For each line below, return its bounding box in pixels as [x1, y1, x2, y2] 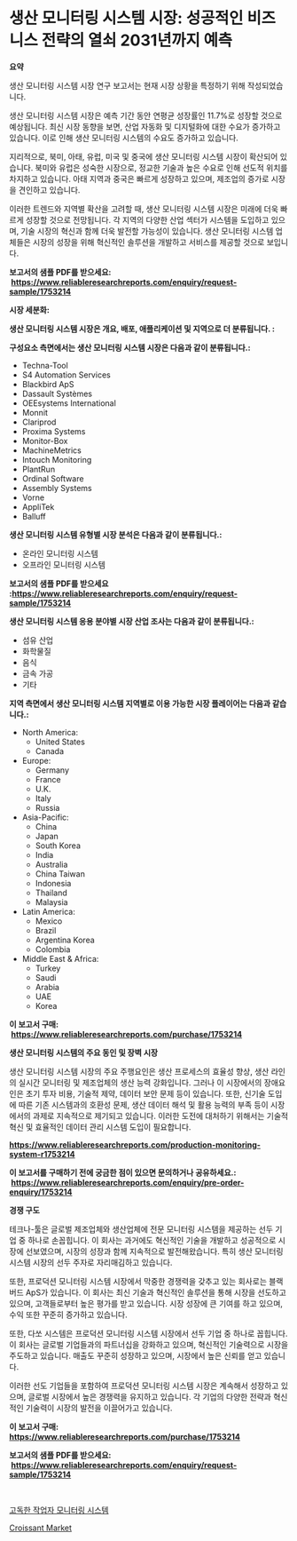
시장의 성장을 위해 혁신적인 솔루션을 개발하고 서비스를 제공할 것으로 [32, 236, 265, 247]
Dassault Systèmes [21, 388, 93, 399]
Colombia [35, 943, 71, 955]
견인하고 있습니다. [18, 184, 81, 195]
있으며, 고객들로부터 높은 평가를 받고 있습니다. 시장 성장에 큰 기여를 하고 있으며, [9, 1298, 284, 1308]
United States [35, 736, 86, 747]
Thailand [35, 887, 68, 898]
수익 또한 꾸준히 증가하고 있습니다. [9, 1309, 128, 1320]
